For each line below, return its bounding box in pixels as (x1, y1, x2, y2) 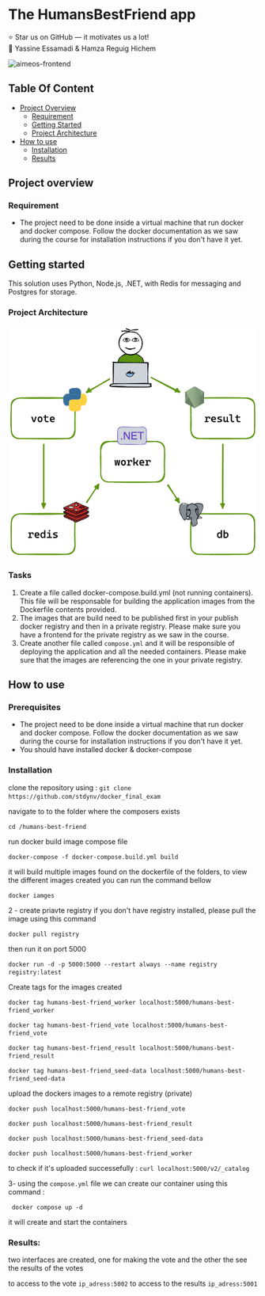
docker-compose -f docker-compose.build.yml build (8, 853, 179, 861)
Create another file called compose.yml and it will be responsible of (19, 638, 235, 648)
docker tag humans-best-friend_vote (8, 1021, 129, 1029)
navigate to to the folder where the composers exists (8, 806, 180, 816)
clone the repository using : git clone (8, 782, 132, 792)
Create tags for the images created (8, 982, 123, 991)
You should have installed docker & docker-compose (19, 745, 192, 754)
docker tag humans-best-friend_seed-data (8, 1066, 147, 1074)
